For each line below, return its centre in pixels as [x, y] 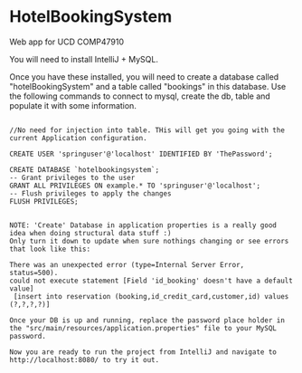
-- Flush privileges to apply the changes [90, 193]
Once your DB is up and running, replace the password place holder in [147, 320]
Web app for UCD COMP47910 [67, 42]
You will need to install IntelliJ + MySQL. [84, 59]
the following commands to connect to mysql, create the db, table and [140, 96]
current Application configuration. [78, 138]
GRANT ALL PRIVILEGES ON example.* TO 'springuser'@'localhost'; [135, 186]
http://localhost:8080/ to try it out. [85, 359]
